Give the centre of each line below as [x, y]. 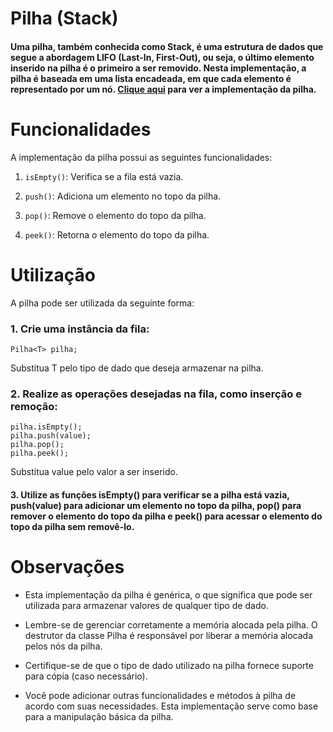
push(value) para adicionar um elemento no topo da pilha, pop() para [156, 505]
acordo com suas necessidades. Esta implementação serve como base [171, 706]
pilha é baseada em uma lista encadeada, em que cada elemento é [151, 78]
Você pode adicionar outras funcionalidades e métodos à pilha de [160, 695]
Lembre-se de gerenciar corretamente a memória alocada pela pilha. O [171, 624]
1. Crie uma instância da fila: [80, 329]
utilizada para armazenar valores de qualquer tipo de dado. [146, 605]
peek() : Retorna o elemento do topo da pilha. [117, 234]
